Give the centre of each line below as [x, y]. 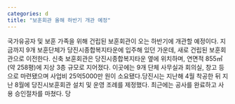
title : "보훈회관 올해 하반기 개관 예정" [59, 20]
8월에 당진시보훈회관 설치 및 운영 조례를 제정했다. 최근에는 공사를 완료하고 [116, 84]
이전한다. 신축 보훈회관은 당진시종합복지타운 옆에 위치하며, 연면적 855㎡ [124, 58]
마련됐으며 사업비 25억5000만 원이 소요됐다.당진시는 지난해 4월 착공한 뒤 [120, 76]
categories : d [28, 14]
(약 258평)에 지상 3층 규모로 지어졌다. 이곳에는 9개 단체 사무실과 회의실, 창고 [112, 67]
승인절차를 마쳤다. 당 [43, 93]
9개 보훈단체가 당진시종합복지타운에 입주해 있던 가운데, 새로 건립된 [117, 50]
